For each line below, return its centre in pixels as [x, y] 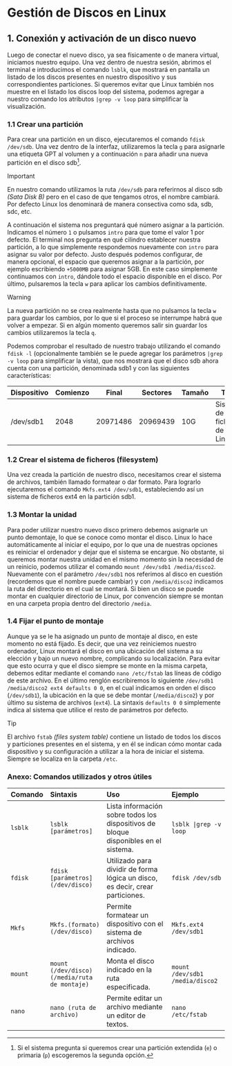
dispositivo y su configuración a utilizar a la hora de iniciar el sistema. [106, 751]
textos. [118, 1024]
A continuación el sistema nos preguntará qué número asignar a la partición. [116, 225]
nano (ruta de [73, 1008]
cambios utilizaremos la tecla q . [52, 332]
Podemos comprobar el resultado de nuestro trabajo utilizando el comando [114, 346]
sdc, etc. [20, 211]
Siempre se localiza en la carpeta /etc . [62, 759]
